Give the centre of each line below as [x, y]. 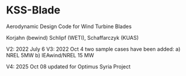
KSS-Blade [33, 10]
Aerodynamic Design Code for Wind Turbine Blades [69, 26]
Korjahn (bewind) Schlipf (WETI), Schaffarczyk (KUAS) [72, 37]
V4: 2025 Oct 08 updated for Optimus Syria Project [68, 66]
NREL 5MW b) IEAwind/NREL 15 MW [50, 55]
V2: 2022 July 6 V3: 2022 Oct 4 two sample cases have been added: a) [93, 49]
